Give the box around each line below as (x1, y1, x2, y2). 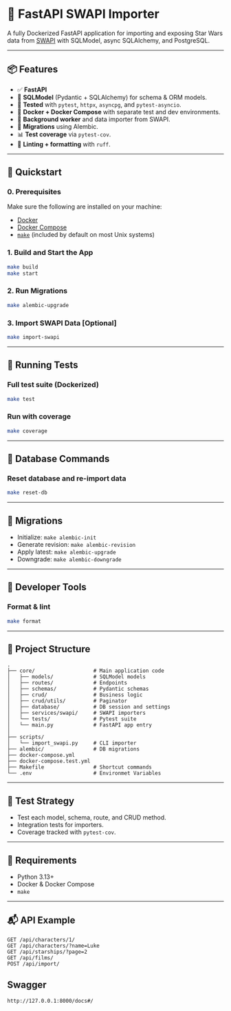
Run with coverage (7, 412, 71, 421)
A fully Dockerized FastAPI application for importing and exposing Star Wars (7, 29, 223, 37)
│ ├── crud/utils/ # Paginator (7, 698, 128, 705)
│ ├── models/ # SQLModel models (7, 674, 146, 680)
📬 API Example (7, 915, 76, 926)
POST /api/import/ (7, 960, 60, 967)
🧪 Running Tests (7, 359, 78, 371)
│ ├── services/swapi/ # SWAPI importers (7, 709, 146, 717)
